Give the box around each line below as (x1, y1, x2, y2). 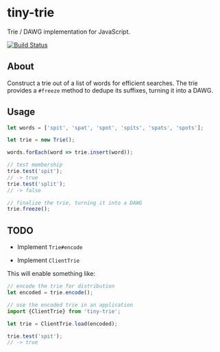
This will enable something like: (7, 270, 96, 278)
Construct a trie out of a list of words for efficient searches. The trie (7, 79, 198, 87)
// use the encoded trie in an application (7, 301, 134, 308)
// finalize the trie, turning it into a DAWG (7, 199, 143, 207)
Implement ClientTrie (16, 256, 80, 265)
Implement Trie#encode (16, 243, 83, 251)
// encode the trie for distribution (7, 283, 115, 290)
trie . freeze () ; (7, 206, 51, 213)
